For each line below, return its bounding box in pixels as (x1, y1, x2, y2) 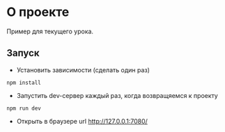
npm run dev (6, 105, 41, 112)
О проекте (6, 4, 70, 20)
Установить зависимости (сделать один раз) (16, 65, 150, 74)
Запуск (6, 47, 40, 59)
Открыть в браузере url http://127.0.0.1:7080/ (16, 117, 148, 125)
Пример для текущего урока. (6, 27, 94, 35)
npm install (6, 79, 41, 86)
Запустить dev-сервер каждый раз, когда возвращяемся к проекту (16, 91, 219, 99)
